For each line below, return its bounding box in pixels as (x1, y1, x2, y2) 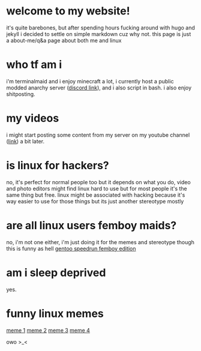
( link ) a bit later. (6, 137, 45, 145)
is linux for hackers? (6, 159, 109, 172)
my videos (6, 112, 59, 125)
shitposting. (6, 90, 35, 97)
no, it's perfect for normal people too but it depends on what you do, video (6, 178, 191, 185)
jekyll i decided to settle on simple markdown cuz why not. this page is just (6, 30, 191, 37)
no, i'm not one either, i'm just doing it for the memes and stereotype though (6, 238, 195, 245)
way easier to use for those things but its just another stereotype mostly (6, 197, 184, 205)
